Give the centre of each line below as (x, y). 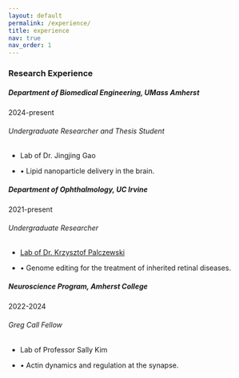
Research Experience (51, 74)
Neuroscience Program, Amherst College (78, 286)
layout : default (35, 16)
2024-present (31, 113)
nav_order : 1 (30, 46)
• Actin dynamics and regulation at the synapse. (99, 365)
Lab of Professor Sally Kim (64, 349)
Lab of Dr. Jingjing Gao (58, 156)
